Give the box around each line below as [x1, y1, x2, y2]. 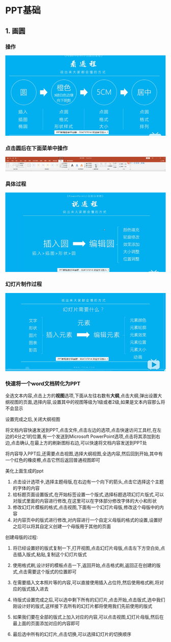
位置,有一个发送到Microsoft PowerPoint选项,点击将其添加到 [32, 433, 156, 439]
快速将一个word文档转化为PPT [5, 380, 81, 387]
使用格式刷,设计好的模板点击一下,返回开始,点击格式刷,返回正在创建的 [12, 562, 156, 569]
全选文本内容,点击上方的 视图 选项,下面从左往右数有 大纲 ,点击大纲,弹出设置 [5, 392, 158, 399]
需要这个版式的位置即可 [27, 569, 77, 575]
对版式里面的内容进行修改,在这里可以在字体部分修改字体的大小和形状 [12, 498, 157, 504]
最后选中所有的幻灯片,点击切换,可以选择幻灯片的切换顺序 [12, 631, 131, 637]
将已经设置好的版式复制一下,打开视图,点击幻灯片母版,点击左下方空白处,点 [12, 545, 165, 551]
